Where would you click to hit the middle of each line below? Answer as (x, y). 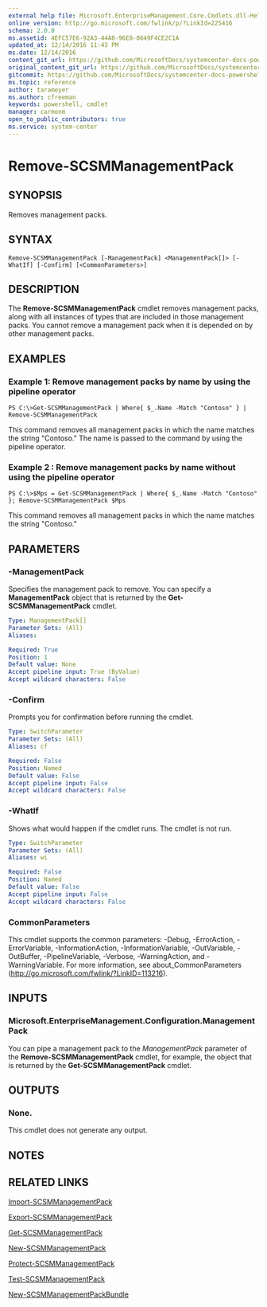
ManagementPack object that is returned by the (87, 597)
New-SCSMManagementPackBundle (69, 1294)
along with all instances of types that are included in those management (126, 317)
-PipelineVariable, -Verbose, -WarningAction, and (124, 956)
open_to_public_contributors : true (67, 119)
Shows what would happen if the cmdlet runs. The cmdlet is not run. (120, 828)
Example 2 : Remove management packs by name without (122, 467)
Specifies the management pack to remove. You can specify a (110, 589)
